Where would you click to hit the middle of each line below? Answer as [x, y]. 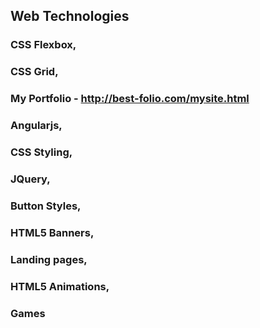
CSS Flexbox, [43, 45]
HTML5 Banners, [52, 232]
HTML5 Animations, [60, 286]
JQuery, [30, 179]
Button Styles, [46, 206]
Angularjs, [36, 126]
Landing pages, [49, 259]
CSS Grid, [34, 72]
